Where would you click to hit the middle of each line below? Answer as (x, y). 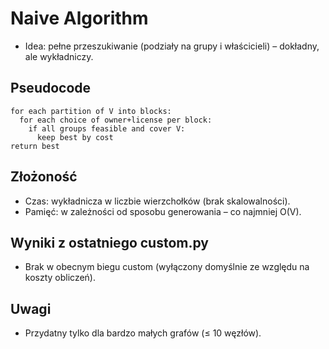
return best (35, 146)
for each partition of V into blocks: (91, 111)
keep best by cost (75, 137)
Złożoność (44, 177)
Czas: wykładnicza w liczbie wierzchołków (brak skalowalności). (157, 201)
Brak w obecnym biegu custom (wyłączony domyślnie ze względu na (167, 267)
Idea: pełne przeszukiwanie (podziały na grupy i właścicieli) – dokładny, (172, 46)
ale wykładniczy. (59, 56)
